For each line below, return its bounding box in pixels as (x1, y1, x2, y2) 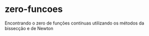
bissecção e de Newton (4, 25, 53, 31)
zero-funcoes (4, 3, 63, 15)
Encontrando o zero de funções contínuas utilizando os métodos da (4, 20, 144, 26)
